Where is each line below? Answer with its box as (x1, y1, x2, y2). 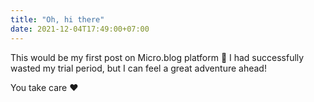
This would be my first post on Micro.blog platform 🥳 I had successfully (10, 51, 305, 63)
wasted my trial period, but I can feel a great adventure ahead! (10, 62, 267, 74)
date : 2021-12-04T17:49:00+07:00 (10, 24, 150, 34)
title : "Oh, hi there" (10, 14, 105, 25)
